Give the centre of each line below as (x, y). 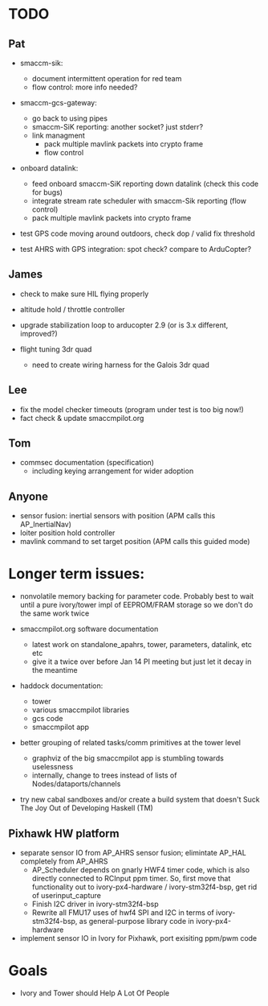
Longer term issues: (77, 574)
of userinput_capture (67, 895)
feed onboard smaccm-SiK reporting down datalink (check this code (145, 183)
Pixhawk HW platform (64, 833)
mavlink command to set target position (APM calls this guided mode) (135, 542)
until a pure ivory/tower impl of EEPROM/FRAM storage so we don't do (136, 605)
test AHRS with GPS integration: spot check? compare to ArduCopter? (135, 249)
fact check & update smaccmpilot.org (82, 418)
